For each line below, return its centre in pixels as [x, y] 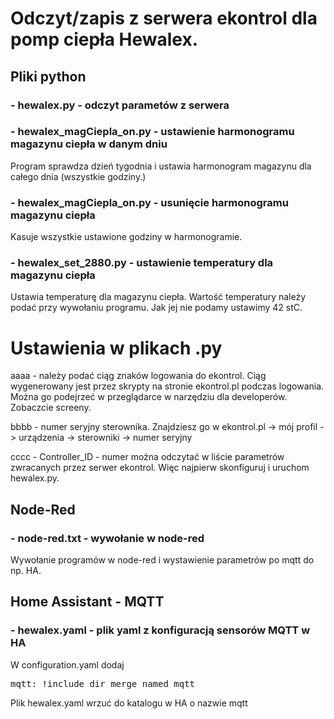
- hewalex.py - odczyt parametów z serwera [120, 105]
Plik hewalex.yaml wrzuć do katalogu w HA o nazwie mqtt [129, 703]
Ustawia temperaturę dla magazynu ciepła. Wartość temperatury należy [158, 297]
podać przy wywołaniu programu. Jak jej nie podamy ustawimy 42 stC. [156, 308]
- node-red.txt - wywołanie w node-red [107, 538]
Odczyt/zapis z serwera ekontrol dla [164, 18]
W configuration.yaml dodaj [67, 664]
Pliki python [48, 76]
